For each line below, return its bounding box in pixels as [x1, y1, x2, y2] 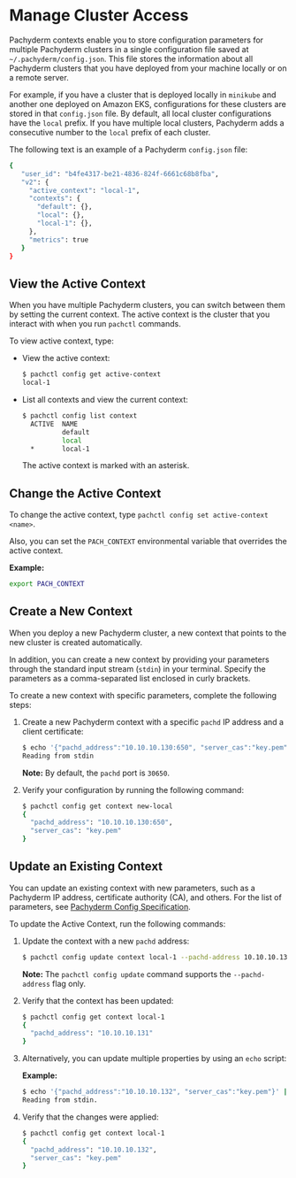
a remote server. [9, 72, 69, 82]
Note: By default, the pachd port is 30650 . [21, 767, 171, 778]
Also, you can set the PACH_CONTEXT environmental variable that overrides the [9, 536, 287, 547]
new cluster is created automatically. [9, 636, 143, 647]
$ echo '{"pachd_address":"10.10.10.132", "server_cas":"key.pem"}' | [21, 1088, 288, 1097]
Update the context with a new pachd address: [21, 935, 190, 946]
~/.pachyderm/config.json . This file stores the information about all [9, 53, 254, 64]
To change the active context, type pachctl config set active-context [9, 510, 269, 520]
